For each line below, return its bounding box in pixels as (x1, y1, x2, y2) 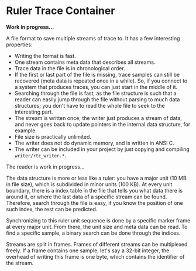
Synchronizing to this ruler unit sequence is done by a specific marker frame (6, 217, 191, 224)
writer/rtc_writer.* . (14, 152, 66, 159)
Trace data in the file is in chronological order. (14, 64, 126, 71)
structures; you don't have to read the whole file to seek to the (14, 102, 165, 109)
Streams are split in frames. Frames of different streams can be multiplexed (6, 241, 188, 248)
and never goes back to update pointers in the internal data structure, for (14, 121, 191, 128)
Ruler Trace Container (6, 4, 115, 18)
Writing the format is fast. (14, 52, 76, 59)
